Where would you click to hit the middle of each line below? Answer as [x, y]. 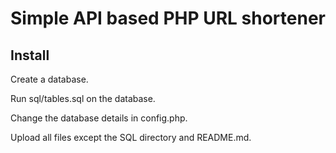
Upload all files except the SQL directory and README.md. [131, 137]
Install [30, 55]
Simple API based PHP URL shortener [168, 18]
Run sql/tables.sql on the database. [83, 98]
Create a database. [49, 79]
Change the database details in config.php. [99, 118]
